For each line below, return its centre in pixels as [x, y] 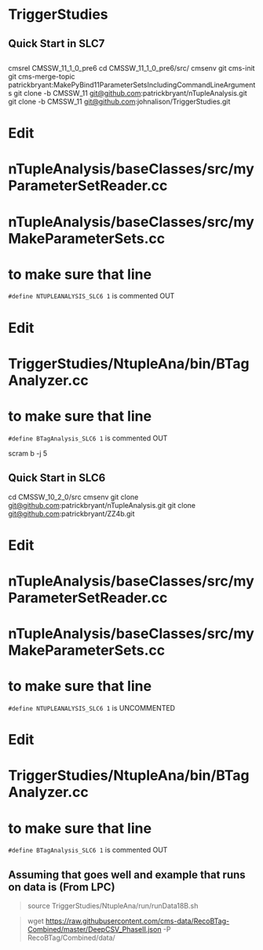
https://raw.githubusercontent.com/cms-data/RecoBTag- [138, 921]
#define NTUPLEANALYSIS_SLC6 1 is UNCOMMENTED [91, 708]
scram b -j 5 [28, 453]
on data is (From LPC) [62, 887]
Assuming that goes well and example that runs [127, 874]
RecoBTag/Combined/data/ [71, 938]
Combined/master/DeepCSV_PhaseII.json [94, 930]
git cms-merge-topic [42, 76]
